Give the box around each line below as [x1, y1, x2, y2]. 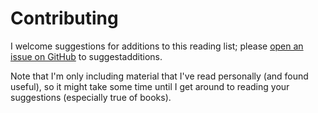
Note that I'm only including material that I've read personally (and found [10, 70, 309, 82]
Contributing [10, 7, 119, 30]
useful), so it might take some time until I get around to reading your [10, 80, 290, 92]
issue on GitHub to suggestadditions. [10, 50, 163, 62]
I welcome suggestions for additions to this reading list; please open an [10, 40, 304, 52]
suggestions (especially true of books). [10, 91, 172, 103]
